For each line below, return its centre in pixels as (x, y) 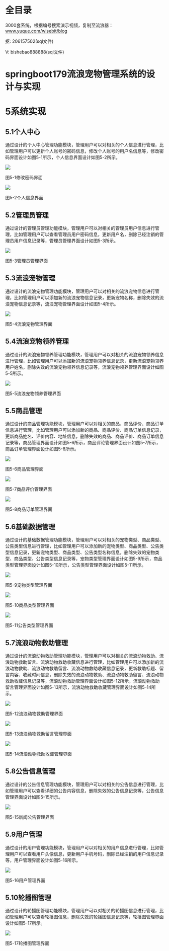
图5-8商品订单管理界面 (29, 509)
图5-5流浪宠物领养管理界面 (33, 393)
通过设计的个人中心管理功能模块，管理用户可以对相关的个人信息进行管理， (82, 145)
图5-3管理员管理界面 (27, 261)
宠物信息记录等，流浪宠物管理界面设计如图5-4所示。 (64, 304)
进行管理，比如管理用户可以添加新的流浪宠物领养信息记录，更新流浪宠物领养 (84, 361)
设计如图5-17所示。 (25, 923)
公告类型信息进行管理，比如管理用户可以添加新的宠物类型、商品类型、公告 (82, 546)
